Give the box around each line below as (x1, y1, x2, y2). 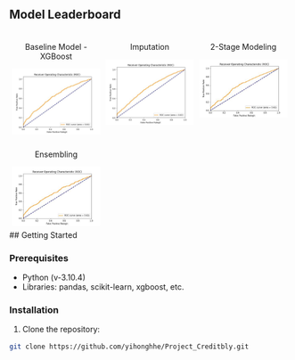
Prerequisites (9, 251, 69, 264)
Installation (9, 303, 60, 315)
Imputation (129, 41, 170, 52)
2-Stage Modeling (209, 41, 277, 52)
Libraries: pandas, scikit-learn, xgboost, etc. (21, 281, 184, 292)
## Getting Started (9, 229, 78, 240)
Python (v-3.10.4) (21, 272, 86, 282)
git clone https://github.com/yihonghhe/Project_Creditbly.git (9, 342, 250, 351)
